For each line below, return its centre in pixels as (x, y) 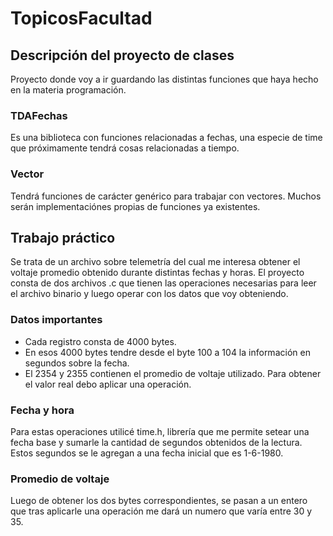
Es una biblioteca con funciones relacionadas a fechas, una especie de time (166, 138)
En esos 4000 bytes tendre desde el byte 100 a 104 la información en (167, 352)
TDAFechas (39, 115)
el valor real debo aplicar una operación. (108, 384)
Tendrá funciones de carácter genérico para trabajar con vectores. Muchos (166, 196)
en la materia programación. (68, 90)
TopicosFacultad (81, 18)
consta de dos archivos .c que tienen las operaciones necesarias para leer (163, 283)
